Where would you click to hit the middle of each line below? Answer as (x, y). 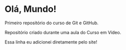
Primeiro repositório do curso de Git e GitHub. (52, 23)
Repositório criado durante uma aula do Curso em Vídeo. (63, 32)
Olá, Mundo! (31, 9)
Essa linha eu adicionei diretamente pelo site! (51, 42)
